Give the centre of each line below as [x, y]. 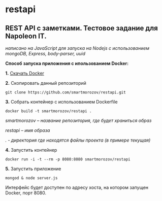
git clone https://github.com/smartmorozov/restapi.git [66, 92]
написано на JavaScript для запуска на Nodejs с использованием [77, 48]
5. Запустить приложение [33, 169]
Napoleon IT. [26, 36]
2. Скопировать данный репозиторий [46, 83]
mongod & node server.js [31, 178]
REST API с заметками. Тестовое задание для [82, 28]
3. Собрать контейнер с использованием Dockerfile [61, 102]
